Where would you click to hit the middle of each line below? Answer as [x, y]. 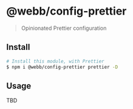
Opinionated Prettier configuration [64, 28]
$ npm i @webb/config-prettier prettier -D [62, 67]
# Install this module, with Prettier [55, 61]
